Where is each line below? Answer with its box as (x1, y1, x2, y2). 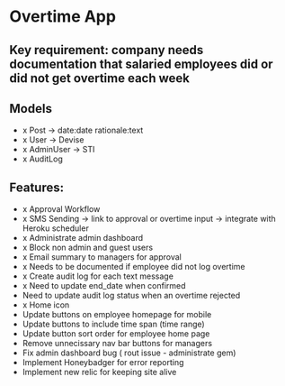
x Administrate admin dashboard (22, 233, 144, 244)
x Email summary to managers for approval (22, 252, 182, 262)
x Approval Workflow (22, 204, 101, 215)
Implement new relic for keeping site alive (22, 367, 177, 378)
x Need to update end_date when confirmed (22, 280, 186, 291)
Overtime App (9, 6, 117, 27)
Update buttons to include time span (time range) (22, 318, 205, 330)
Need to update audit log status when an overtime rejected (22, 290, 241, 301)
